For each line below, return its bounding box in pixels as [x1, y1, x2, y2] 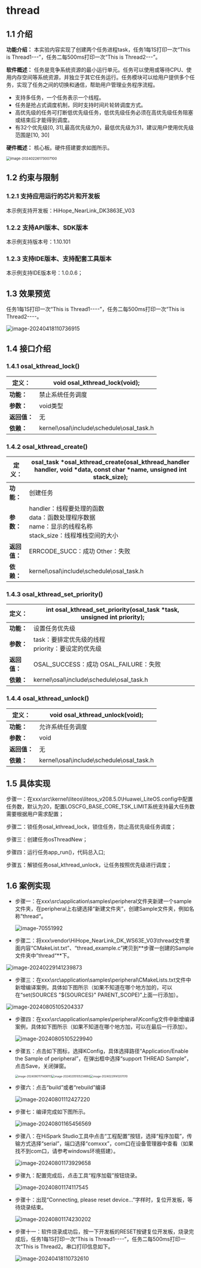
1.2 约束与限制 [6, 173, 59, 183]
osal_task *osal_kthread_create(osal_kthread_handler [31, 458, 190, 466]
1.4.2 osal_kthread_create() [6, 442, 88, 451]
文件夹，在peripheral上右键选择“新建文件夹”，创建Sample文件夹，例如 [14, 905, 190, 913]
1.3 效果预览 [6, 288, 51, 298]
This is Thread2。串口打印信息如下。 [22, 1243, 114, 1250]
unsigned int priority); [80, 613, 145, 621]
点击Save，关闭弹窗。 [14, 1062, 70, 1070]
